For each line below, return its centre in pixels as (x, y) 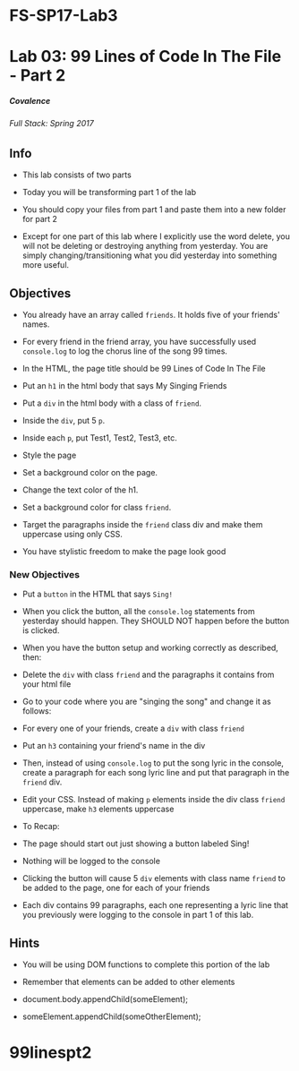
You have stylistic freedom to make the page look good (124, 552)
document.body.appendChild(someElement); (105, 999)
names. (36, 324)
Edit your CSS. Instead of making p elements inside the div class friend (154, 800)
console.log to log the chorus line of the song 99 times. (125, 351)
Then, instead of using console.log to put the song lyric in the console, (153, 763)
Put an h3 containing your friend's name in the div (114, 746)
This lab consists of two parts (77, 175)
